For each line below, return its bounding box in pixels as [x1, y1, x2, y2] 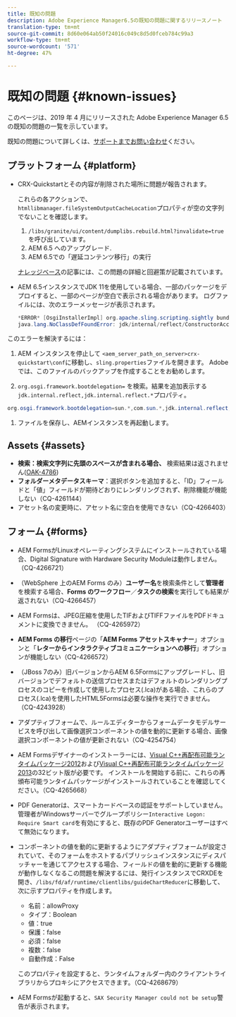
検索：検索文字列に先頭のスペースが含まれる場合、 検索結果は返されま [17, 459, 223, 468]
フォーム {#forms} [7, 526, 88, 538]
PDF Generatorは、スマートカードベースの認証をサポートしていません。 [17, 800, 227, 809]
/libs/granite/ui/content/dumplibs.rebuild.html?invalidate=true [27, 227, 224, 235]
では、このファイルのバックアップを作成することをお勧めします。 [17, 367, 209, 375]
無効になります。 [23, 827, 73, 836]
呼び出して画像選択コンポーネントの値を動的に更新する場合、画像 [36, 726, 228, 735]
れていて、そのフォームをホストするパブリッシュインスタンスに [17, 851, 202, 860]
